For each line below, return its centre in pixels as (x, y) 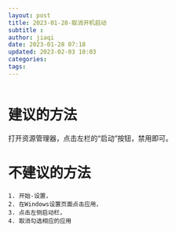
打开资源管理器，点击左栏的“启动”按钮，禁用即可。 (90, 138)
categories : (27, 60)
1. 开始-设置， (30, 196)
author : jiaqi (31, 37)
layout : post (29, 15)
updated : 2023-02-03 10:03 (52, 52)
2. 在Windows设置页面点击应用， (55, 204)
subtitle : (26, 30)
